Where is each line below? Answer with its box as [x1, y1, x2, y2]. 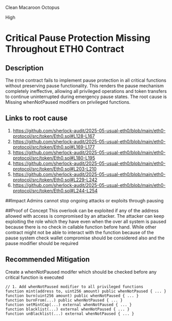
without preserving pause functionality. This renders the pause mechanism [5, 83, 164, 89]
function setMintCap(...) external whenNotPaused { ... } [5, 302, 132, 307]
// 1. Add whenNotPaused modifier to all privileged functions [5, 284, 144, 289]
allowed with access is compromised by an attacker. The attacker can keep [5, 213, 164, 219]
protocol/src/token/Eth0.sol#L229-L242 [12, 177, 98, 183]
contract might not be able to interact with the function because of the [5, 229, 154, 235]
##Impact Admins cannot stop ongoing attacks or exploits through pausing [5, 197, 164, 203]
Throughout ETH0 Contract [5, 43, 124, 55]
